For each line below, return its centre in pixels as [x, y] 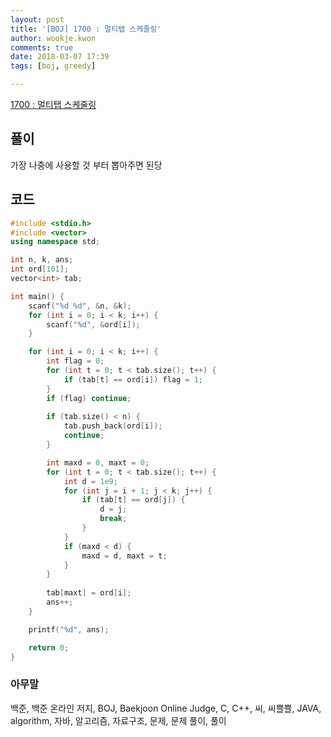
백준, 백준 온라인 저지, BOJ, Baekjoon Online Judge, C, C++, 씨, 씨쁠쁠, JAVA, [166, 708]
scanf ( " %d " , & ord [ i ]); [93, 324]
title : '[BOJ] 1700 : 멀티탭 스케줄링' [86, 29]
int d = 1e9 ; [90, 481]
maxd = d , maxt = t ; [124, 556]
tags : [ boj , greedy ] [53, 66]
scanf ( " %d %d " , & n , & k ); [80, 306]
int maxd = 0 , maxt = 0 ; [98, 462]
